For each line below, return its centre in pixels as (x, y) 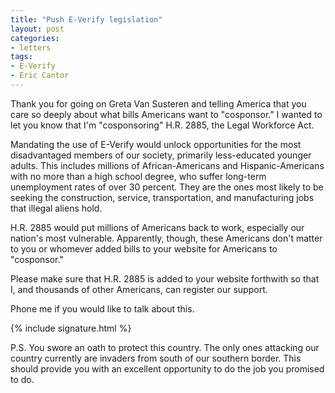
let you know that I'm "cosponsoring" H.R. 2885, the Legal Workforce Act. (162, 125)
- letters (31, 47)
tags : (21, 57)
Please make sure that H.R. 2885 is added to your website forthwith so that (165, 278)
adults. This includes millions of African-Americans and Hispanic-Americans (167, 165)
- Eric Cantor (40, 76)
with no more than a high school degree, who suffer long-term (138, 176)
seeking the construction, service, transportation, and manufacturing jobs (162, 197)
